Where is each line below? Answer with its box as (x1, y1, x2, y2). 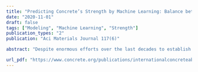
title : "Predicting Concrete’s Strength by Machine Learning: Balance (6, 8, 183, 15)
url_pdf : (6, 57, 28, 63)
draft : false (6, 19, 38, 25)
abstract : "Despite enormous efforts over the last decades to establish (6, 46, 192, 53)
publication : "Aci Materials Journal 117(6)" (6, 36, 120, 42)
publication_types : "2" (6, 30, 65, 36)
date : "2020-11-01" (6, 14, 54, 20)
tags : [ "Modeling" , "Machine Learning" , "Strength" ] (6, 25, 138, 31)
